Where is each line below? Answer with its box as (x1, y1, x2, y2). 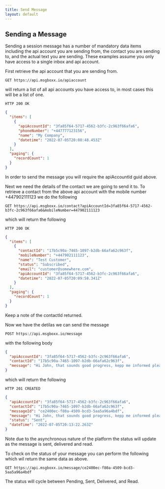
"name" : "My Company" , (18, 133, 65, 138)
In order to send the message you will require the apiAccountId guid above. (5, 174, 157, 180)
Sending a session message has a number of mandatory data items (5, 43, 141, 49)
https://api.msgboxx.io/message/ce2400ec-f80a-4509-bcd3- (14, 465, 135, 471)
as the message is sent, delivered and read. (5, 441, 93, 447)
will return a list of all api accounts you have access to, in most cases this (5, 87, 154, 93)
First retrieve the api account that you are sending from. (5, 69, 118, 74)
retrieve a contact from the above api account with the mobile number (5, 188, 147, 195)
